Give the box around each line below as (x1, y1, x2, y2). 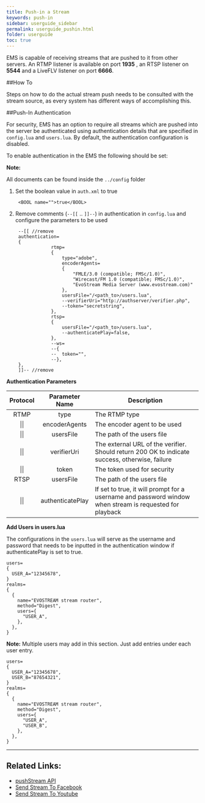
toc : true (6, 37, 32, 43)
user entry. (6, 647, 34, 654)
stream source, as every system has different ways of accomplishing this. (6, 97, 192, 104)
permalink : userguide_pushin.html (6, 26, 95, 32)
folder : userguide (6, 32, 53, 38)
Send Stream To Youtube (15, 790, 78, 797)
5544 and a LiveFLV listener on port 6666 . (6, 67, 114, 74)
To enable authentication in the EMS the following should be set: (6, 152, 168, 159)
